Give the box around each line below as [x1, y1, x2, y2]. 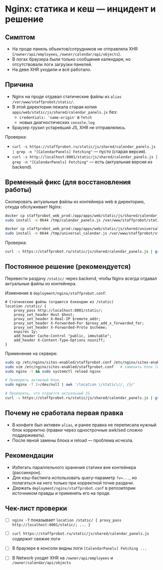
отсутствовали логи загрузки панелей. [12, 62, 93, 67]
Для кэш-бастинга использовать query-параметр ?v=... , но [12, 475, 137, 481]
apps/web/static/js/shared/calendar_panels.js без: [12, 109, 118, 115]
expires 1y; [14, 329, 38, 334]
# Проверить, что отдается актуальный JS [5, 391, 90, 396]
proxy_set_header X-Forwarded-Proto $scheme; [14, 325, 108, 330]
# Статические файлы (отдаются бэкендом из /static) [5, 299, 114, 304]
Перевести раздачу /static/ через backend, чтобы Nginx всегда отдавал [5, 276, 157, 281]
